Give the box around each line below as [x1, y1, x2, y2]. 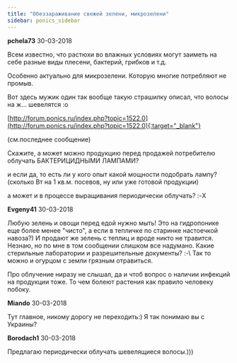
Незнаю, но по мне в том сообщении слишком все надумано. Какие [7, 241, 214, 250]
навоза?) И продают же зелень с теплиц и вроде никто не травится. [7, 234, 214, 242]
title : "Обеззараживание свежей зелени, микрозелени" [7, 10, 170, 18]
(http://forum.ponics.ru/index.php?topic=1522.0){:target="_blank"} [7, 121, 202, 129]
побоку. [7, 284, 31, 294]
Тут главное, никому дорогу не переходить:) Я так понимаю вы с [7, 312, 205, 321]
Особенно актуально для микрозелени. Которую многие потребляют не [7, 71, 227, 80]
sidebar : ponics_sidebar [7, 17, 81, 24]
